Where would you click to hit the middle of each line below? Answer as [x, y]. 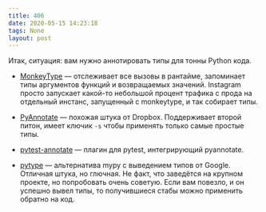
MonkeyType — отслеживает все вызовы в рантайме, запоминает [133, 76]
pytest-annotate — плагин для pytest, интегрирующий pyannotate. [132, 150]
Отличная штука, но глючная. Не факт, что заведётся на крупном [131, 174]
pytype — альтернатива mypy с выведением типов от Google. [125, 166]
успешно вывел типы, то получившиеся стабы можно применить [131, 191]
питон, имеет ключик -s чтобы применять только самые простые [132, 126]
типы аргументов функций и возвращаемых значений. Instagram [130, 85]
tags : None [26, 30]
